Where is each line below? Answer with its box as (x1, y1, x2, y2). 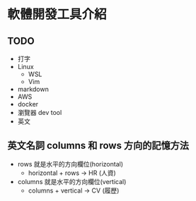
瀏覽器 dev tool (17, 109, 62, 116)
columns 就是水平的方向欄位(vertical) (17, 177, 127, 185)
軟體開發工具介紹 (7, 6, 108, 23)
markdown (17, 85, 50, 93)
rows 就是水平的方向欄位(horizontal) (17, 159, 124, 168)
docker (17, 100, 39, 108)
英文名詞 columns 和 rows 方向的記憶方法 (7, 140, 190, 152)
